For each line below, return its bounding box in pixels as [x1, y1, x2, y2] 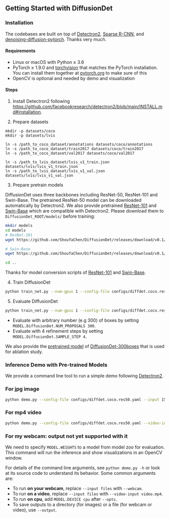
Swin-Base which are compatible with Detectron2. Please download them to [5, 208, 164, 214]
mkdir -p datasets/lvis [5, 133, 56, 139]
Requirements [5, 48, 36, 54]
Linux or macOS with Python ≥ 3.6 [12, 59, 84, 65]
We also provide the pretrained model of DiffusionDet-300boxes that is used [5, 343, 164, 349]
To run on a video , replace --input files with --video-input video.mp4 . [12, 491, 163, 497]
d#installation [12, 109, 41, 115]
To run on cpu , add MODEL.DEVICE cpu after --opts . [12, 496, 117, 502]
